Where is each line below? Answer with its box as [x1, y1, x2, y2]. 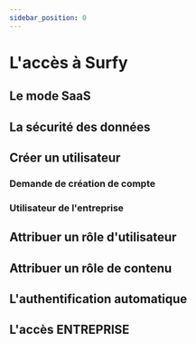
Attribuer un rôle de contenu [9, 260, 173, 276]
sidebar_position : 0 [9, 13, 88, 23]
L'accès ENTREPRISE [9, 322, 130, 338]
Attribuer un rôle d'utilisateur [9, 230, 177, 245]
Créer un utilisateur [9, 150, 121, 165]
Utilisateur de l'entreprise [9, 201, 125, 214]
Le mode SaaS [9, 88, 92, 104]
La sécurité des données [9, 119, 151, 134]
